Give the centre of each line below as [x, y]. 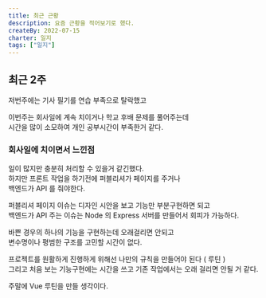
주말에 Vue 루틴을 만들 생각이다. [59, 286]
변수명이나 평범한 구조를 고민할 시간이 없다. [75, 242]
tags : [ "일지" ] [32, 45]
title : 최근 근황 [34, 16]
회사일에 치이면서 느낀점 [52, 150]
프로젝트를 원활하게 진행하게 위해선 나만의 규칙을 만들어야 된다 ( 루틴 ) [117, 259]
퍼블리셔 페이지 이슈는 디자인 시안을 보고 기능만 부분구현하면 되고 [110, 206]
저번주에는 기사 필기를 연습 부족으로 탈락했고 [78, 100]
